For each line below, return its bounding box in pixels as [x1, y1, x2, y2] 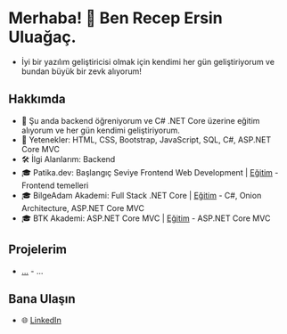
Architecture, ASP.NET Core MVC [20, 202, 144, 213]
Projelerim [8, 242, 68, 257]
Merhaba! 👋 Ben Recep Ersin [8, 8, 224, 29]
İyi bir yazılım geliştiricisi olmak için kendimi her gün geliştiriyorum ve [20, 56, 275, 67]
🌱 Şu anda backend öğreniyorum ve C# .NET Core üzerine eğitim [20, 115, 260, 126]
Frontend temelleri [20, 180, 89, 191]
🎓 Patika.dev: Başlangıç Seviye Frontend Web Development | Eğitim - [20, 167, 279, 177]
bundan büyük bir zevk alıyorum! [20, 66, 142, 77]
